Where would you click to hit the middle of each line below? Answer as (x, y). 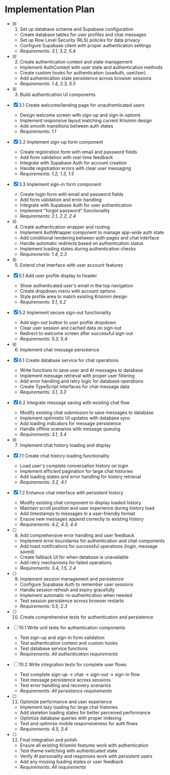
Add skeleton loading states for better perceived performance (85, 712)
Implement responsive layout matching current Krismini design (86, 120)
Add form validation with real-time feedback (66, 157)
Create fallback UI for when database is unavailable (74, 557)
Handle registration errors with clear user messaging (76, 168)
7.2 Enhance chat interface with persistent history (71, 492)
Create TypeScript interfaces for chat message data (75, 386)
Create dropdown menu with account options (68, 291)
